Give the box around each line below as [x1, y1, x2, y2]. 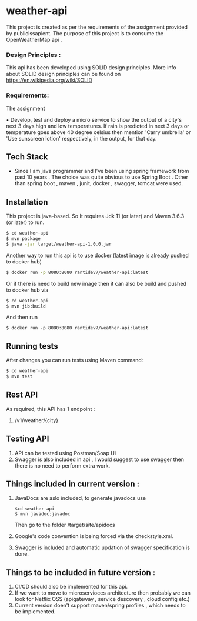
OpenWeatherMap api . [6, 36, 62, 43]
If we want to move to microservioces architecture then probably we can [14, 589, 191, 596]
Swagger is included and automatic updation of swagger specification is [14, 544, 190, 551]
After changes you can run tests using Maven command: [6, 357, 143, 364]
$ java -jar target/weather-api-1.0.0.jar [6, 241, 112, 247]
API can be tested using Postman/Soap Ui [14, 449, 116, 456]
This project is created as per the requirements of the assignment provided [6, 24, 188, 31]
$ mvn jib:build [6, 303, 46, 309]
